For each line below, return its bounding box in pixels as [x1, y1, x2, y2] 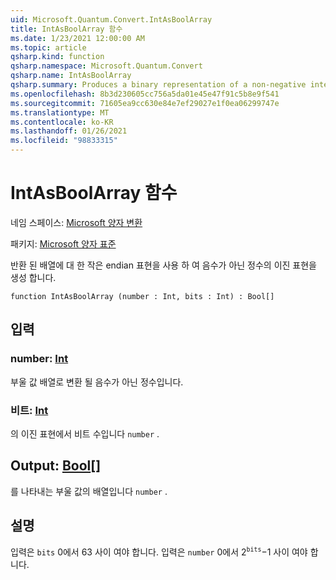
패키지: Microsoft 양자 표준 [10, 237, 117, 250]
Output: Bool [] [10, 457, 102, 475]
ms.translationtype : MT [10, 107, 110, 118]
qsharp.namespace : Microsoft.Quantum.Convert [10, 61, 203, 71]
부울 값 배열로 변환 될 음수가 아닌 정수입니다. [10, 376, 184, 388]
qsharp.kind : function [10, 52, 105, 62]
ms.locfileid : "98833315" [10, 136, 118, 146]
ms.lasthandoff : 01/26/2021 [10, 126, 128, 136]
